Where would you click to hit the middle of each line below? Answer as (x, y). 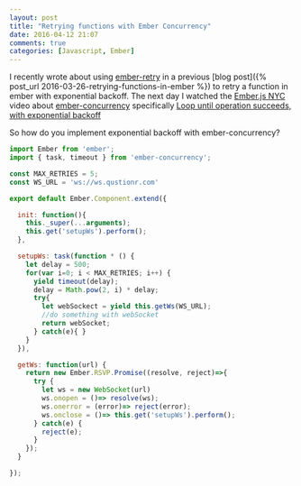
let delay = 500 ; (58, 264)
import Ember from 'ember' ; (62, 150)
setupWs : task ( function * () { (76, 256)
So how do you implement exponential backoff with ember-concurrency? (145, 133)
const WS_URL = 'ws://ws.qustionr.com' (84, 182)
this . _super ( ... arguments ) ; (78, 223)
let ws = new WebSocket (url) (96, 390)
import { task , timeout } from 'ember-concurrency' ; (110, 158)
